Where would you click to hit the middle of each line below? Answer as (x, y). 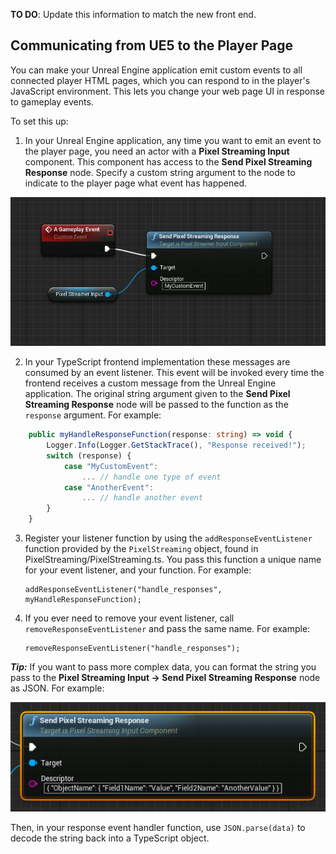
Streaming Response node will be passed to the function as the (156, 405)
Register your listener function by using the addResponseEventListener (168, 538)
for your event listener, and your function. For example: (138, 570)
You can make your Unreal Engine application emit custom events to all (156, 70)
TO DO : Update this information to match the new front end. (133, 14)
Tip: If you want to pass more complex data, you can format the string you (163, 667)
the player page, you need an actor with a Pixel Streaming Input (157, 151)
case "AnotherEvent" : (109, 487)
